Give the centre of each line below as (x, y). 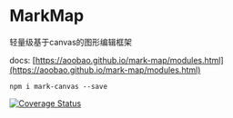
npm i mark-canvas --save (58, 86)
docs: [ (23, 60)
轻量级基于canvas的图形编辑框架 (71, 42)
